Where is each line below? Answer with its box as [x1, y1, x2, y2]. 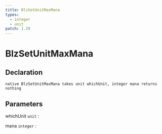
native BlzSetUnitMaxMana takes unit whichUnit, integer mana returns [5, 81, 157, 86]
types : [5, 12, 19, 17]
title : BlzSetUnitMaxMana [5, 7, 60, 13]
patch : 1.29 [5, 26, 30, 31]
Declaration [5, 68, 43, 76]
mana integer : [5, 122, 37, 129]
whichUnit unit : [5, 113, 39, 119]
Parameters [5, 100, 43, 108]
